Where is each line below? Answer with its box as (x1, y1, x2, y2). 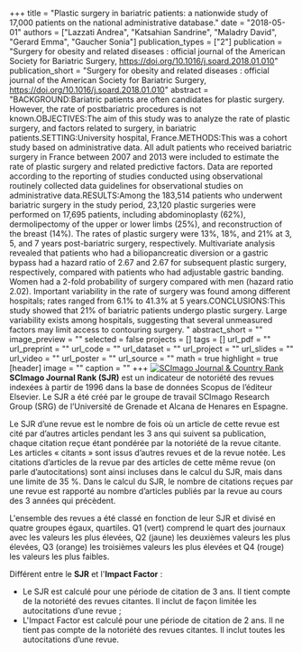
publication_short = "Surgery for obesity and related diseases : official (9, 65, 270, 76)
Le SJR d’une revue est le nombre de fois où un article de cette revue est (9, 419, 280, 429)
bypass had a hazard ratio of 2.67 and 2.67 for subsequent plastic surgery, (9, 257, 287, 267)
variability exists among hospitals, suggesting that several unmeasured (9, 315, 273, 325)
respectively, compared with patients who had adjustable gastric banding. (9, 266, 284, 277)
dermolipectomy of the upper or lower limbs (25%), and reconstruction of (9, 219, 282, 229)
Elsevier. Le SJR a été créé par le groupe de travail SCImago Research (9, 392, 270, 402)
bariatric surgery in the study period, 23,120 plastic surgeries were (9, 200, 257, 210)
